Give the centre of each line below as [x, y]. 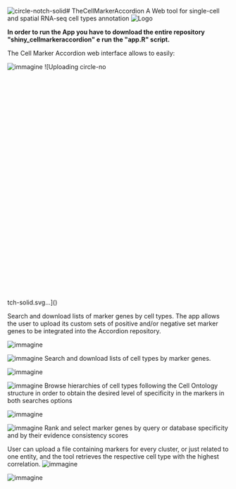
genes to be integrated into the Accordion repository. [84, 331]
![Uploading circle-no [75, 67]
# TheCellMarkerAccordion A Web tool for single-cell [143, 11]
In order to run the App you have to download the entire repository [106, 32]
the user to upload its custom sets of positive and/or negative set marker [113, 323]
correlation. [24, 464]
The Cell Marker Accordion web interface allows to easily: [91, 53]
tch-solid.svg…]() [32, 302]
